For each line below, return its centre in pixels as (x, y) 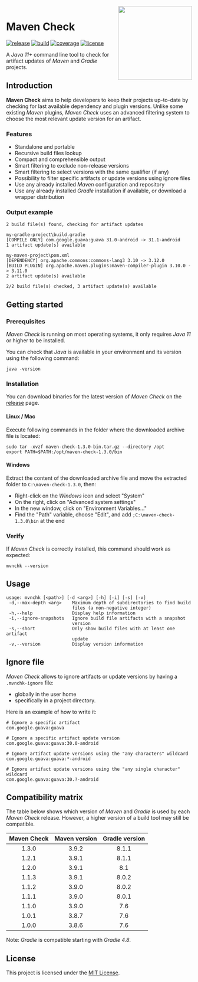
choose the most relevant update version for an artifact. (74, 119)
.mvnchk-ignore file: (30, 683)
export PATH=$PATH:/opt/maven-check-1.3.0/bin (64, 452)
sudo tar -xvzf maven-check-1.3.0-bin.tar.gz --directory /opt (85, 447)
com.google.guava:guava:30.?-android (52, 779)
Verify (15, 536)
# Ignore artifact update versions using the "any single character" (93, 769)
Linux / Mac (21, 416)
